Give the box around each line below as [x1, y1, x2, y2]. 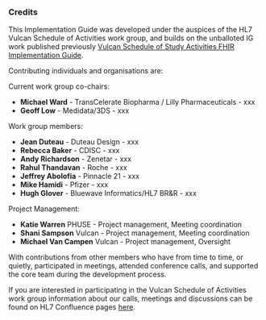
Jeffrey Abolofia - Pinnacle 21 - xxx [19, 172, 139, 181]
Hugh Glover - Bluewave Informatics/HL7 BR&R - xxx [19, 189, 197, 198]
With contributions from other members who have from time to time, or [8, 252, 243, 262]
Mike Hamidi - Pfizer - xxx [19, 180, 109, 189]
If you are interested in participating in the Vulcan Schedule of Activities [8, 285, 247, 295]
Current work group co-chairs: [8, 81, 110, 91]
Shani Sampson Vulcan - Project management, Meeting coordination [19, 228, 250, 238]
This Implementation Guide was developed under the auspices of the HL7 [8, 25, 252, 35]
